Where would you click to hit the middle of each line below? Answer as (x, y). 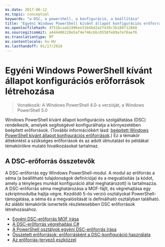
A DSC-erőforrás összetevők (50, 161)
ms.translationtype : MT (29, 37)
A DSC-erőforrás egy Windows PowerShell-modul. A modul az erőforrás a (80, 173)
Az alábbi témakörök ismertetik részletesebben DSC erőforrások (70, 204)
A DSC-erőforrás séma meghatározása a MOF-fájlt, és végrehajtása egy (78, 189)
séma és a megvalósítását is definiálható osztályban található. (97, 199)
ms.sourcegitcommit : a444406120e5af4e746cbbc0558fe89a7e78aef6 (71, 32)
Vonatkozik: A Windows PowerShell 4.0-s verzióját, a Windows (81, 105)
